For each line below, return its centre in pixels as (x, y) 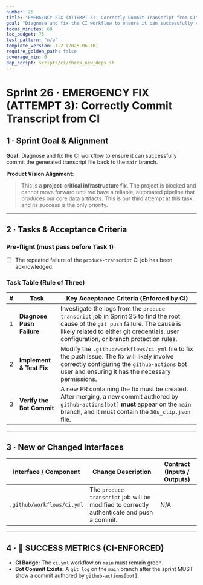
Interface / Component (47, 472)
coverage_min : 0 (27, 57)
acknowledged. (34, 267)
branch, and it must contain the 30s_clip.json (125, 411)
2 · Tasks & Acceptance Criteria (67, 229)
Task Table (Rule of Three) (46, 283)
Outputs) (177, 479)
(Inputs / (177, 472)
